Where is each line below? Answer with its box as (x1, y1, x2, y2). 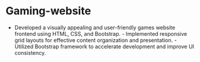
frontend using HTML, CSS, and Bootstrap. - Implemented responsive (14, 30, 187, 37)
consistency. (14, 49, 46, 56)
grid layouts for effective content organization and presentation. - (14, 36, 177, 44)
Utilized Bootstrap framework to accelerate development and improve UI (14, 43, 195, 50)
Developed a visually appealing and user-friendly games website (14, 24, 175, 31)
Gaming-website (5, 4, 92, 18)
